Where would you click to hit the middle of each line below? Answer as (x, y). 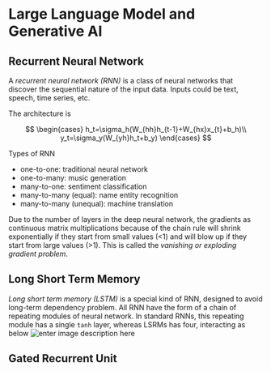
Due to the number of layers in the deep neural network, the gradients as (130, 219)
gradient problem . (38, 254)
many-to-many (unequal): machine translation (97, 204)
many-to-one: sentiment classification (83, 186)
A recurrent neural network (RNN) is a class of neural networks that (121, 81)
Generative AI (55, 31)
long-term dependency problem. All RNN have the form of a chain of (123, 307)
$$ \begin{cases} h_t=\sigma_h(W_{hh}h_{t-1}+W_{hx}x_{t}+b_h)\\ (136, 129)
